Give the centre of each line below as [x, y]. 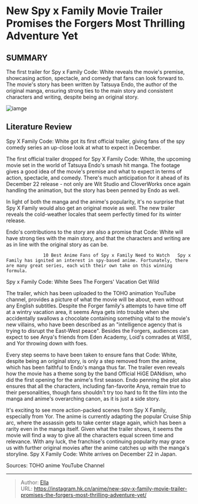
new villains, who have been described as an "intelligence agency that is [94, 324]
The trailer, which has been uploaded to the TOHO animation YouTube [91, 293]
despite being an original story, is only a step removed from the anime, [92, 361]
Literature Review [39, 127]
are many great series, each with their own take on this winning [89, 266]
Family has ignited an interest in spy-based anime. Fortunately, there [97, 260]
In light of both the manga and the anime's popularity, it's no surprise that [95, 201]
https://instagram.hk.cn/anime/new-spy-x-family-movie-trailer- [110, 489]
